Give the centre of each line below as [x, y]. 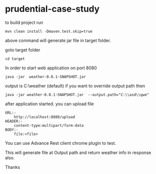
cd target [15, 59]
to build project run [24, 22]
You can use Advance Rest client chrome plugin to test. [60, 143]
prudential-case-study [52, 9]
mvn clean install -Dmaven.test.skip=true [49, 31]
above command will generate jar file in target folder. [58, 40]
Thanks [13, 167]
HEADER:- [14, 121]
